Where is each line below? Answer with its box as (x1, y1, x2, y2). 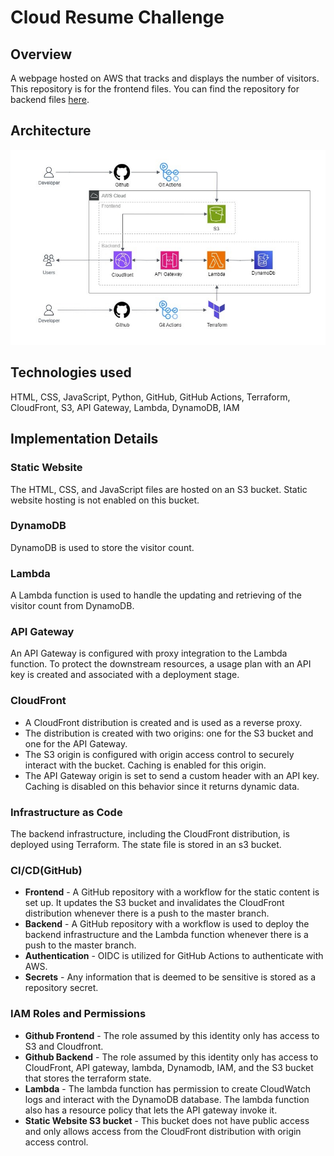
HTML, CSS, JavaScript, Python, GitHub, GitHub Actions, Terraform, (10, 391, 291, 403)
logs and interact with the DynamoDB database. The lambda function (24, 1093, 310, 1105)
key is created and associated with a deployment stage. (10, 669, 240, 681)
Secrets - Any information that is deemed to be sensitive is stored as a (24, 971, 317, 983)
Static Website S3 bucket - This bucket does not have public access (24, 1114, 310, 1126)
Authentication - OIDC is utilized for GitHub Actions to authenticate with (24, 950, 324, 962)
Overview (10, 46, 73, 63)
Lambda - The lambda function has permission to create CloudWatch (24, 1082, 312, 1095)
